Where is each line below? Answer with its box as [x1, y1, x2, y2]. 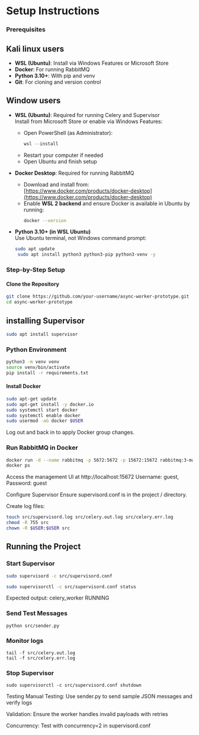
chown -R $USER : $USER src [6, 525, 70, 531]
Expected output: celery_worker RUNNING [6, 594, 110, 601]
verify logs [6, 699, 33, 706]
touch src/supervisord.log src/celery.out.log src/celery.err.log [6, 514, 174, 521]
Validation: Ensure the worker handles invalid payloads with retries [6, 711, 168, 718]
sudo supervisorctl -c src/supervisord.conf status [6, 583, 136, 589]
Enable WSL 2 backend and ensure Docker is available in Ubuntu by [23, 200, 191, 207]
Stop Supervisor [6, 668, 54, 677]
